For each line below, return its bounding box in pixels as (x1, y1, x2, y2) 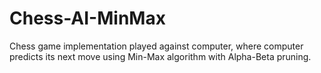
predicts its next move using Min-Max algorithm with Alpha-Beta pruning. (9, 50, 312, 62)
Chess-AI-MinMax (9, 7, 166, 30)
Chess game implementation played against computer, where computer (9, 40, 304, 52)
